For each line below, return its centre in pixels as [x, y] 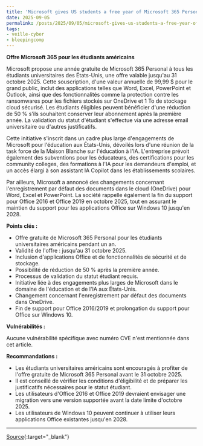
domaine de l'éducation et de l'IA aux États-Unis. [76, 289]
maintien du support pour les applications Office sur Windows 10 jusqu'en [98, 208]
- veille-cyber [25, 34]
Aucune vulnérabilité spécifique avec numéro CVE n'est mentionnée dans [98, 338]
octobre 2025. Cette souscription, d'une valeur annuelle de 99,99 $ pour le [100, 82]
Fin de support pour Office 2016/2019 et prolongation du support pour [102, 308]
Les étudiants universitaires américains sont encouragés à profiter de [101, 368]
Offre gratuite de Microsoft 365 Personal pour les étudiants [89, 238]
